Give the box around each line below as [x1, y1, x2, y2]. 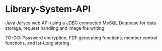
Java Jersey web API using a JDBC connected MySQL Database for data [5, 20, 156, 26]
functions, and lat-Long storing [5, 40, 69, 46]
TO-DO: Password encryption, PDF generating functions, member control [5, 35, 157, 41]
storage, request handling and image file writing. [5, 25, 106, 31]
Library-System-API [5, 3, 91, 15]
